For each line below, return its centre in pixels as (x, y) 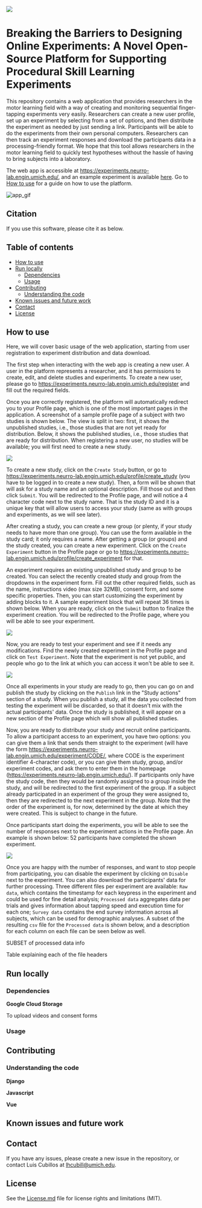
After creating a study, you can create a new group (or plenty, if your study (99, 526)
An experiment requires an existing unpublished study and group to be (94, 570)
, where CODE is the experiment (145, 756)
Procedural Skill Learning (71, 72)
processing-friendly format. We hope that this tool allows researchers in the (100, 146)
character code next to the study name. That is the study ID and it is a (93, 502)
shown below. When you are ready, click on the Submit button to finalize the (100, 608)
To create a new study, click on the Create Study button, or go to (87, 470)
